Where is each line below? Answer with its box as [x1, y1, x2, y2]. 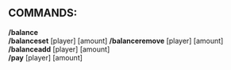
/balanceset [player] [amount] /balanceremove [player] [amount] [8, 36, 224, 45]
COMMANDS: [8, 6, 78, 20]
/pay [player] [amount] [8, 52, 83, 62]
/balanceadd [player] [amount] [8, 44, 110, 54]
